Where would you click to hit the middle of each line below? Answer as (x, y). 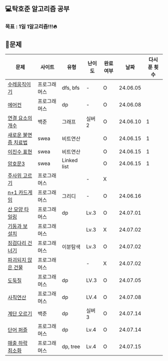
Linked (70, 160)
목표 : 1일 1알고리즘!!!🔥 (31, 26)
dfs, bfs (71, 88)
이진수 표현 (20, 152)
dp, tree (71, 346)
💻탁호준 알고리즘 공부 (37, 9)
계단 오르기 (20, 314)
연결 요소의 (20, 118)
